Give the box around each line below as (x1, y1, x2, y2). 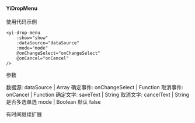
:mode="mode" (16, 45, 48, 51)
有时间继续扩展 (6, 111, 42, 118)
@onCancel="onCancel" (16, 55, 69, 61)
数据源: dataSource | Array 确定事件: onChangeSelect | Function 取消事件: (6, 84, 183, 91)
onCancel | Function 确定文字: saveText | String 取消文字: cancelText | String (6, 91, 190, 99)
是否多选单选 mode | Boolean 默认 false (6, 99, 101, 106)
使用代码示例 (6, 18, 37, 26)
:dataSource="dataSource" (16, 40, 80, 46)
